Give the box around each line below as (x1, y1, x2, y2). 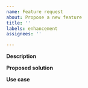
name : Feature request (6, 8, 63, 15)
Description (6, 53, 37, 60)
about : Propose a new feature (6, 14, 83, 20)
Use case (6, 76, 30, 83)
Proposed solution (6, 64, 53, 72)
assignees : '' (6, 31, 42, 37)
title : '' (6, 20, 31, 26)
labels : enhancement (6, 25, 58, 32)
